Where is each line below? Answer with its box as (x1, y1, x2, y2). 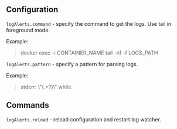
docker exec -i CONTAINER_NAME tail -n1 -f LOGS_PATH (20, 49, 158, 56)
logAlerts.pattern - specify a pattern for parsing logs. (6, 60, 138, 67)
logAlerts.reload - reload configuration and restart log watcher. (6, 116, 161, 123)
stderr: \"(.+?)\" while (20, 83, 72, 90)
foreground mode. (6, 26, 50, 33)
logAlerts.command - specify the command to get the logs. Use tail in (6, 20, 172, 27)
